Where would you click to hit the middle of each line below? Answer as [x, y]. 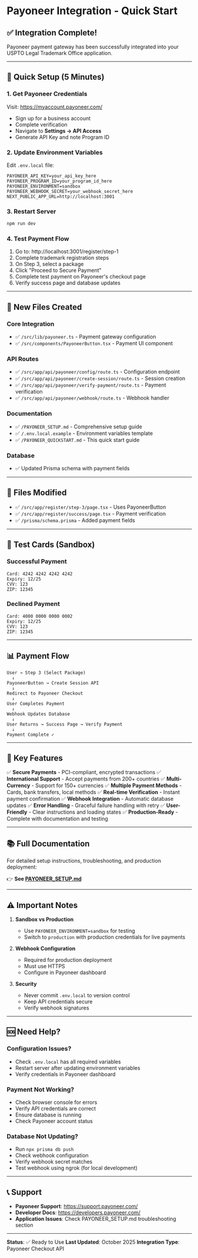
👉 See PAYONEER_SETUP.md [44, 879]
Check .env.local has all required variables [68, 1062]
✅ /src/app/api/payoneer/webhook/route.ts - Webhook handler [92, 398]
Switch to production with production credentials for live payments [105, 937]
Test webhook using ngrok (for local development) [76, 1168]
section [24, 1225]
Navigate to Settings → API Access [58, 130]
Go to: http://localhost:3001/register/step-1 [67, 251]
